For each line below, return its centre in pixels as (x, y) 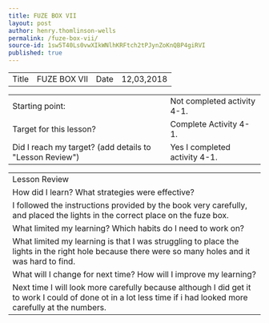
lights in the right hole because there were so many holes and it (131, 251)
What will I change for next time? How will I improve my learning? (134, 275)
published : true (35, 53)
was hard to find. (44, 261)
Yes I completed (200, 147)
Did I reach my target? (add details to (82, 147)
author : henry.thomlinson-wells (62, 30)
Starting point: (39, 106)
